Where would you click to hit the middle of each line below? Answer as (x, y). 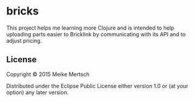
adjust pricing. (24, 40)
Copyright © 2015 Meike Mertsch (48, 74)
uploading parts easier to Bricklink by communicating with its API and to (96, 34)
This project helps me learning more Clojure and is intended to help (90, 28)
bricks (23, 11)
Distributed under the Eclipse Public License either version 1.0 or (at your (97, 86)
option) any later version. (37, 92)
